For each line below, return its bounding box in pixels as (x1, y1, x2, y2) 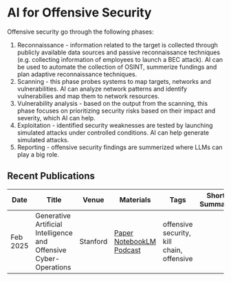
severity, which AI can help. (16, 113, 96, 122)
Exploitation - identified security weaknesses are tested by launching (16, 121, 213, 129)
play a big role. (16, 150, 60, 159)
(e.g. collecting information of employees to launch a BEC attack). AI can (16, 55, 223, 63)
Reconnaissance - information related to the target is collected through (16, 41, 219, 49)
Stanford (79, 236, 108, 246)
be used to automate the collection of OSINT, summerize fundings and (16, 63, 217, 71)
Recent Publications (7, 170, 95, 182)
